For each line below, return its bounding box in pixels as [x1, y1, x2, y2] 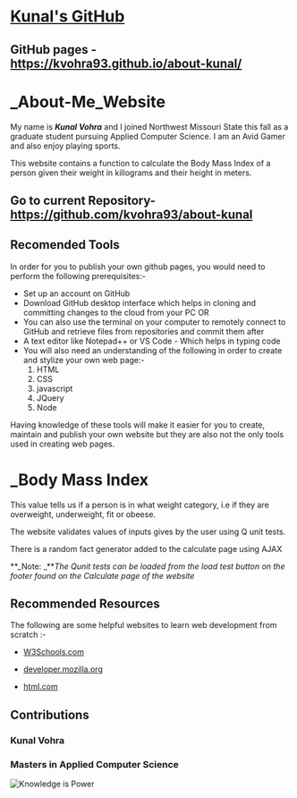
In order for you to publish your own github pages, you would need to [10, 261, 267, 272]
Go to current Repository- [10, 192, 156, 208]
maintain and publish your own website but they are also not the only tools [10, 429, 284, 439]
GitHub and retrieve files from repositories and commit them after [22, 326, 265, 336]
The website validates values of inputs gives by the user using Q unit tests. [10, 526, 286, 537]
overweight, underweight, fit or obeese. [10, 508, 156, 520]
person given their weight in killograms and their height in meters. [10, 167, 252, 178]
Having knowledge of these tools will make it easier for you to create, [10, 419, 266, 430]
